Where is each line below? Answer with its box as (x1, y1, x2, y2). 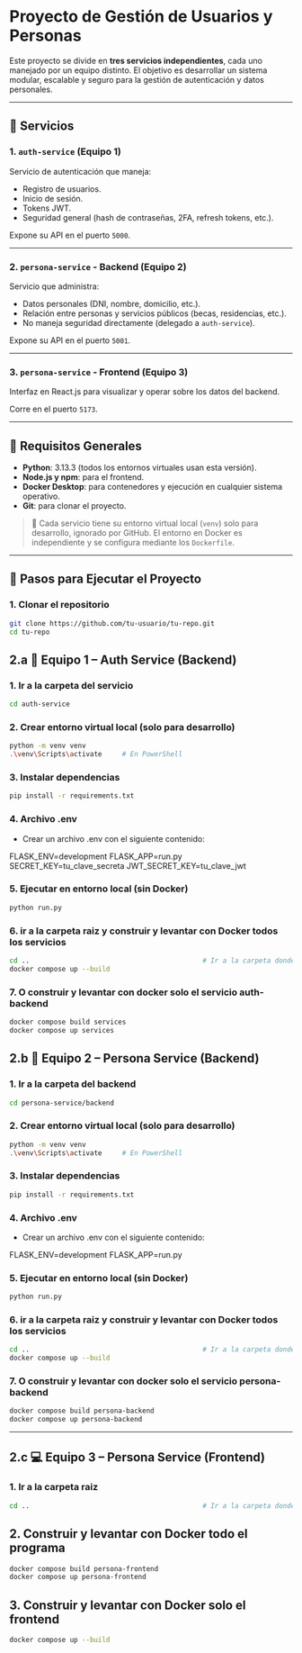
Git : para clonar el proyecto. (22, 501, 127, 511)
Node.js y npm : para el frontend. (22, 472, 145, 483)
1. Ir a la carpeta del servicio (9, 679, 134, 691)
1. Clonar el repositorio (9, 599, 110, 611)
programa (9, 1540, 66, 1556)
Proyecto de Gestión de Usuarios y (9, 6, 273, 27)
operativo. (22, 491, 61, 501)
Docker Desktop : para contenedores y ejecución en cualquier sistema (22, 482, 283, 492)
